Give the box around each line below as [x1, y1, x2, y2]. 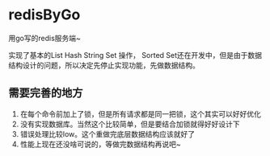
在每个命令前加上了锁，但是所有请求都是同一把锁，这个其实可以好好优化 [19, 109, 261, 118]
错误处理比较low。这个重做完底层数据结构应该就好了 [19, 129, 196, 138]
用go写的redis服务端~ [8, 33, 81, 43]
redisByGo [8, 6, 81, 24]
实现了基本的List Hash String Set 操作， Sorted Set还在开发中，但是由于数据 [8, 50, 263, 60]
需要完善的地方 [8, 86, 83, 100]
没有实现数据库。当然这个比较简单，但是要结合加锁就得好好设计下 [19, 119, 240, 129]
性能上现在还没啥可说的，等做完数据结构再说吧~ [19, 139, 182, 149]
